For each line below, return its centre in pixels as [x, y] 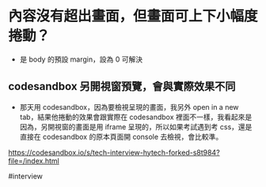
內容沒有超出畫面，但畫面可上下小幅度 [133, 16]
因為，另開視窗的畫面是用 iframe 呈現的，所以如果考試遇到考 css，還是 [136, 126]
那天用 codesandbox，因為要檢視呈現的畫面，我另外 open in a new [129, 107]
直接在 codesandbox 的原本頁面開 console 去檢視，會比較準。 [121, 137]
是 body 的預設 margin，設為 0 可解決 [81, 59]
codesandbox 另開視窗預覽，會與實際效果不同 [122, 86]
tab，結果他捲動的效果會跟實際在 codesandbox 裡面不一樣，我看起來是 [136, 117]
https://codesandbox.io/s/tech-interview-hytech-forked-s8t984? [114, 152]
